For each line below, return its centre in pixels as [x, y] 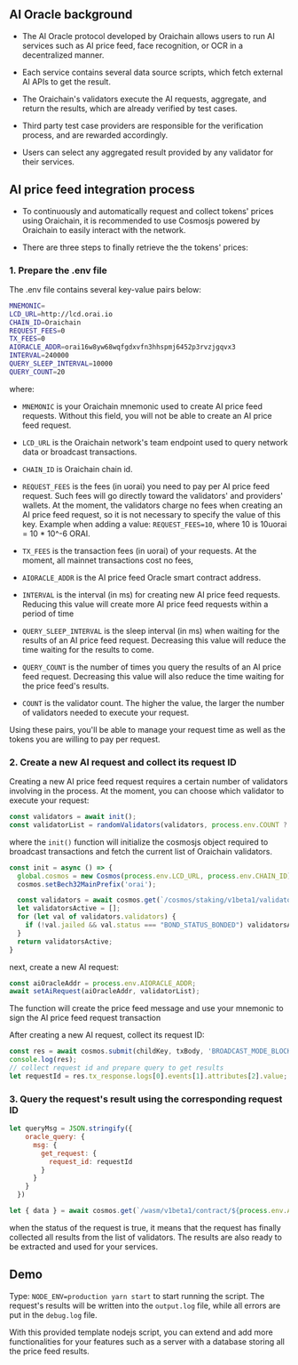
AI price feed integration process [102, 190]
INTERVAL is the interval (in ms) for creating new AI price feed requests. [151, 594]
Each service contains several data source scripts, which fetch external [153, 72]
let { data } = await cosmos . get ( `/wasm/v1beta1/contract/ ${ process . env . [149, 1211]
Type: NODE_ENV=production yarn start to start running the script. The [137, 1296]
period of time [48, 614]
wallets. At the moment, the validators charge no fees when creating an [152, 505]
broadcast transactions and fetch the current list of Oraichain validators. [141, 851]
